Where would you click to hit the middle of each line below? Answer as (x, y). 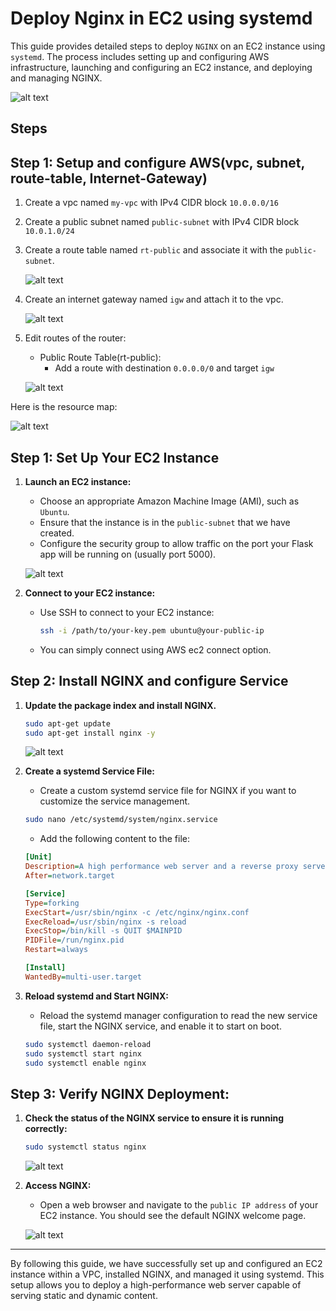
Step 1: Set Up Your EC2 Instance (115, 457)
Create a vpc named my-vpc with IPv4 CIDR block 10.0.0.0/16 (151, 203)
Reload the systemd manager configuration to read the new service (178, 1015)
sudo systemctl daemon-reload (88, 1044)
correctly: (46, 1129)
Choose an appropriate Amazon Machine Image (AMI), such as (169, 501)
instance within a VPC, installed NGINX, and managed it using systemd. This (167, 1274)
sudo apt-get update (67, 723)
